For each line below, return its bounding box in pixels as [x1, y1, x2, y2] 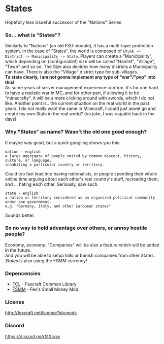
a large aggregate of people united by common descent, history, [5, 153, 142, 158]
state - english [5, 191, 38, 196]
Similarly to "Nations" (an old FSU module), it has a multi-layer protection [5, 43, 154, 49]
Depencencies [5, 270, 41, 276]
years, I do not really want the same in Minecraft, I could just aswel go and [5, 105, 156, 111]
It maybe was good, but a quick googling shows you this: [5, 139, 121, 145]
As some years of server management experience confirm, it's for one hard [5, 85, 159, 91]
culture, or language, [5, 158, 52, 163]
